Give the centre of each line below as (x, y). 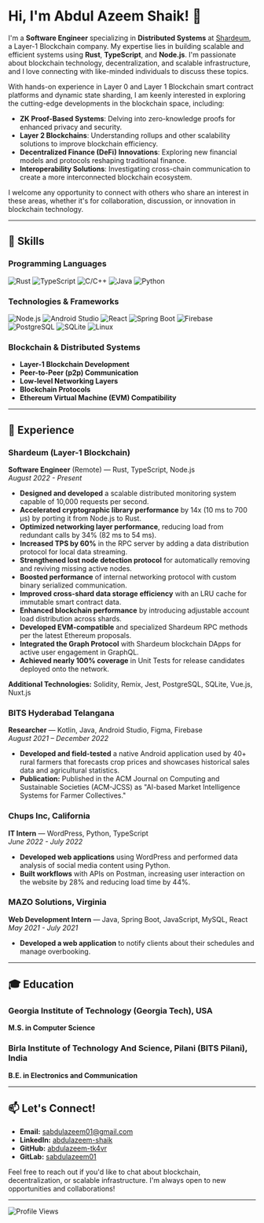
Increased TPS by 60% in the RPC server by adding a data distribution (134, 543)
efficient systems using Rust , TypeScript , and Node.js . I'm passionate (122, 54)
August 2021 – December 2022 (58, 739)
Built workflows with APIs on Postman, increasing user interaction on (132, 873)
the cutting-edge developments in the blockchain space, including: (116, 103)
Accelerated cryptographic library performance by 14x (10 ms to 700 (133, 510)
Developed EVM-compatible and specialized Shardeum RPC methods (134, 627)
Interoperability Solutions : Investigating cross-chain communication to (135, 169)
